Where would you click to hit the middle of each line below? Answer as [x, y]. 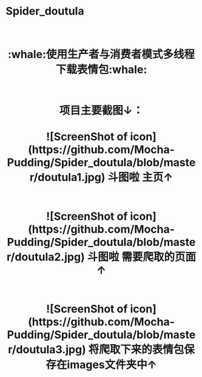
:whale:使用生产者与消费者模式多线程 [101, 54]
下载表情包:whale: [101, 70]
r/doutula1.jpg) [67, 178]
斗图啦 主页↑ [140, 178]
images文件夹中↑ [112, 365]
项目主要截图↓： [101, 111]
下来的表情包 [152, 350]
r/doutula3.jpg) [47, 350]
